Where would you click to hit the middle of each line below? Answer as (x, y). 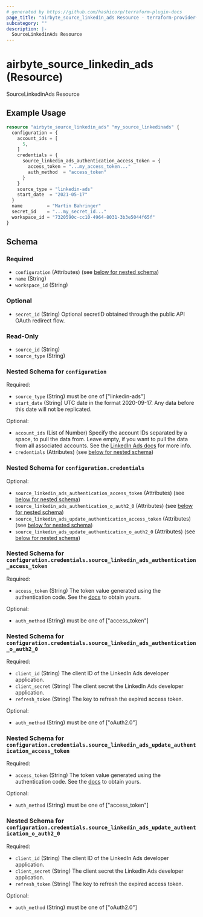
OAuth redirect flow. (40, 320)
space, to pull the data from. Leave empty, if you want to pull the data (101, 439)
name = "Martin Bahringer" (56, 206)
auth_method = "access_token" (67, 172)
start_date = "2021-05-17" (52, 195)
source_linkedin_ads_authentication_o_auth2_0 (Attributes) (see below (104, 505)
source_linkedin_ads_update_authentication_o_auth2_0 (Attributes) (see (105, 532)
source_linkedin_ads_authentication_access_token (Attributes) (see (100, 493)
